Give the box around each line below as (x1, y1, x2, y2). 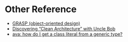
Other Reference (5, 4, 77, 15)
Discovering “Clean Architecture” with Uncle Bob (12, 25, 116, 31)
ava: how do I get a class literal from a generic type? (12, 31, 123, 37)
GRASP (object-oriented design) (12, 20, 80, 26)
